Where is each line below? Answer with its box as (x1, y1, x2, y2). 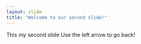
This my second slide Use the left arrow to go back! (6, 31, 136, 38)
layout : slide (6, 8, 43, 15)
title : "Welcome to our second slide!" (6, 14, 108, 20)
